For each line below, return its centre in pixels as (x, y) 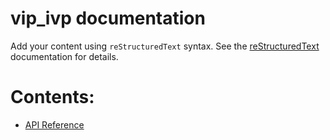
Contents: (52, 97)
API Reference (54, 124)
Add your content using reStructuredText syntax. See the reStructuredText (165, 46)
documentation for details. (64, 56)
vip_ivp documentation (108, 18)
